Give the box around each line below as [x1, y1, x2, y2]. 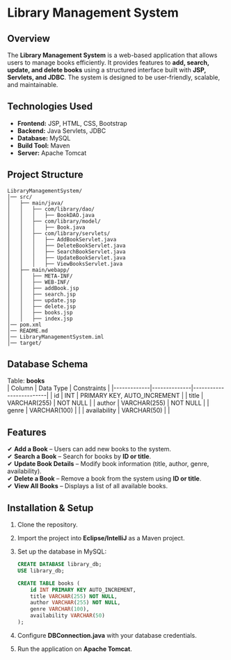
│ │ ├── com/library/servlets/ [7, 230, 111, 237]
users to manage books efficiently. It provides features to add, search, [7, 58, 209, 67]
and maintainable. [7, 81, 58, 88]
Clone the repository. [17, 520, 78, 529]
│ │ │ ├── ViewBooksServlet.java [7, 260, 123, 267]
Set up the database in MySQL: [17, 547, 107, 556]
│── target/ [7, 339, 42, 346]
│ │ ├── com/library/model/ [7, 218, 101, 225]
